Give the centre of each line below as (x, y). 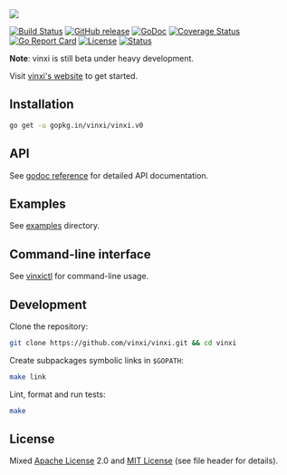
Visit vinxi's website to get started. (74, 76)
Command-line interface (80, 254)
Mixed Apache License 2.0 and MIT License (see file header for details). (144, 460)
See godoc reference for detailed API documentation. (109, 175)
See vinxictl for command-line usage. (79, 276)
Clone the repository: (49, 326)
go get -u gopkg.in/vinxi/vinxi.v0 (77, 125)
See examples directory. (55, 226)
